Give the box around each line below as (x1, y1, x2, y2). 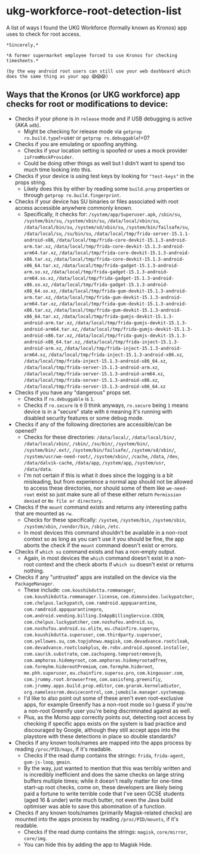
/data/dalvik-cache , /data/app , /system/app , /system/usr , (23, 458, 166, 466)
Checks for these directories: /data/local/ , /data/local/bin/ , (23, 433, 176, 440)
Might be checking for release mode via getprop (23, 128, 142, 135)
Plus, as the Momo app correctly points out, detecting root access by (23, 713, 194, 720)
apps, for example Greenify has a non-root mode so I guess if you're (23, 701, 193, 708)
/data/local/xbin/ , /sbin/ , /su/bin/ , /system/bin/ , (23, 439, 150, 447)
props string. (14, 179, 47, 186)
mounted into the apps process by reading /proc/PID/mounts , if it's (14, 815, 179, 822)
